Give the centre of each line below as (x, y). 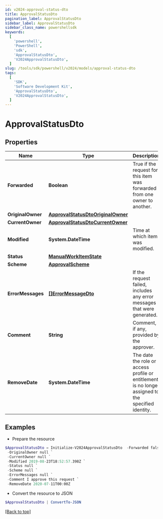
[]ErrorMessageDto (71, 294)
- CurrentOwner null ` (29, 457)
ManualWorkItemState (75, 257)
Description (147, 156)
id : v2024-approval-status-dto (37, 9)
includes (142, 291)
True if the (144, 164)
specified (143, 404)
